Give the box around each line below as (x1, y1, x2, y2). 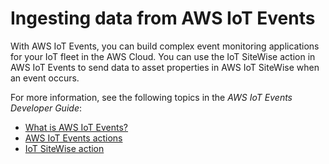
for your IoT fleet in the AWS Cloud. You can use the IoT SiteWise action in (10, 50, 316, 62)
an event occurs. (10, 72, 80, 84)
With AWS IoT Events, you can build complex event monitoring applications (10, 40, 320, 52)
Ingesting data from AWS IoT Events (10, 7, 316, 30)
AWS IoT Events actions (24, 132, 123, 144)
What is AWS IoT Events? (24, 121, 129, 133)
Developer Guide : (10, 102, 82, 114)
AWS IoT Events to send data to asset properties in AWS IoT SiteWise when (10, 61, 320, 73)
